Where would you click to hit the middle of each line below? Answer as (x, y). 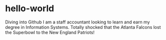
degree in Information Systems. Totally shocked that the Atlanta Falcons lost (83, 27)
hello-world (30, 9)
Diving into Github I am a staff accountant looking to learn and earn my (78, 22)
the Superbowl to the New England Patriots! (50, 32)
